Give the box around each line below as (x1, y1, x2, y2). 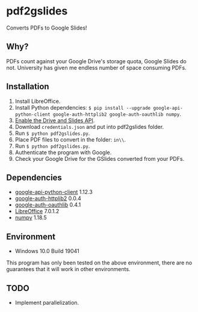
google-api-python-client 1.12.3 (14, 189, 93, 196)
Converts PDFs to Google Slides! (6, 24, 87, 31)
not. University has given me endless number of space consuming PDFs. (6, 64, 187, 71)
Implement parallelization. (14, 299, 79, 306)
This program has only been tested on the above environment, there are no (6, 259, 193, 266)
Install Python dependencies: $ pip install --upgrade (14, 104, 151, 111)
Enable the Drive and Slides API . (14, 116, 95, 124)
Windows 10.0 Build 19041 (14, 248, 79, 255)
